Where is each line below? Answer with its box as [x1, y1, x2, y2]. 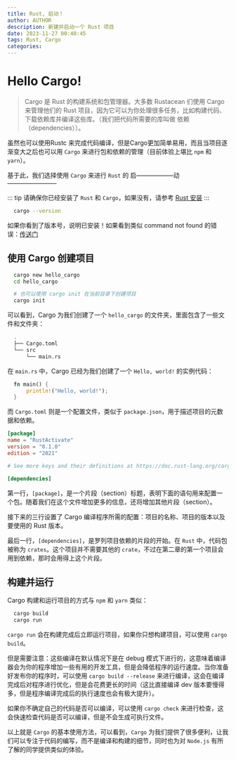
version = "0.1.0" [7, 443, 61, 450]
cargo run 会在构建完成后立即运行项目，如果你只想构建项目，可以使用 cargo [7, 630, 228, 639]
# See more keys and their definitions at [7, 462, 133, 469]
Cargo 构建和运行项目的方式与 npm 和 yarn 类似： [7, 596, 148, 605]
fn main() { [13, 381, 49, 388]
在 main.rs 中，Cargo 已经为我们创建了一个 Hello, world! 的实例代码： [7, 367, 214, 375]
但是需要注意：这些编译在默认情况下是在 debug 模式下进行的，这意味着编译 [7, 654, 227, 662]
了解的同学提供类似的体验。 [7, 745, 88, 754]
